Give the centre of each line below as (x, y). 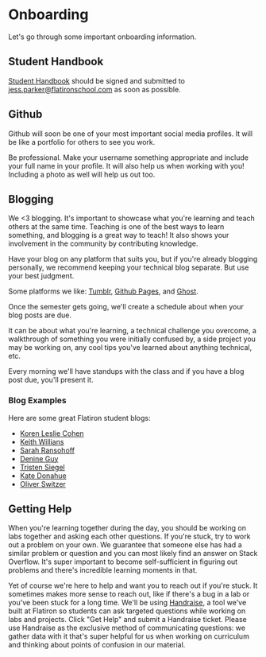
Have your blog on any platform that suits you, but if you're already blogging (133, 259)
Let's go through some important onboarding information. (102, 37)
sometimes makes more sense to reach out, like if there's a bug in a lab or (129, 594)
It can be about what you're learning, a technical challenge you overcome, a (132, 331)
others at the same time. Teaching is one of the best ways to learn (116, 227)
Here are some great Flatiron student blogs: (79, 418)
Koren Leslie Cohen (52, 433)
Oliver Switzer (42, 484)
